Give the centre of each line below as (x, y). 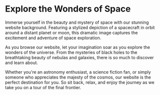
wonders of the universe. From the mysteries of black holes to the (71, 52)
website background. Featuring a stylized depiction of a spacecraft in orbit (80, 27)
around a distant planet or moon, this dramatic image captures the (71, 32)
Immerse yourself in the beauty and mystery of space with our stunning (77, 22)
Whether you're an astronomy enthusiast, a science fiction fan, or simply (78, 72)
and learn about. (21, 63)
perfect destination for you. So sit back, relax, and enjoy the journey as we (80, 82)
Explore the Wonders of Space (68, 9)
